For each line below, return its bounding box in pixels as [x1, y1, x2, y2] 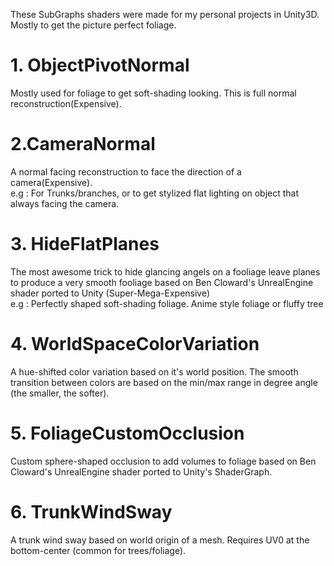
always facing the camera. [10, 197, 120, 209]
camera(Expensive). [10, 176, 93, 188]
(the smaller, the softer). [10, 387, 110, 399]
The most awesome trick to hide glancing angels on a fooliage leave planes [10, 265, 321, 278]
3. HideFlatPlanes [10, 233, 160, 256]
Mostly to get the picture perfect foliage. [10, 19, 177, 31]
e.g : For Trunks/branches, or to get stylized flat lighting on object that [10, 187, 300, 199]
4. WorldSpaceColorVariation [10, 333, 260, 355]
